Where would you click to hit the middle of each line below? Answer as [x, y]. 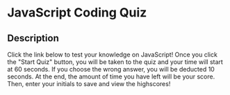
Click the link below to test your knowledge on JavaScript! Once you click [112, 54]
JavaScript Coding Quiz [77, 13]
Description [33, 38]
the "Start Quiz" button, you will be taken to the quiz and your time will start [115, 62]
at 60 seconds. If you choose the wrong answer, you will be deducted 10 [111, 69]
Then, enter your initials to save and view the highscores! [89, 84]
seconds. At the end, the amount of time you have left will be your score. [111, 76]
